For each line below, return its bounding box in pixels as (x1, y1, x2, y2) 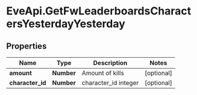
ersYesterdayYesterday (6, 17, 125, 31)
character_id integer (81, 79, 139, 87)
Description (93, 59, 128, 67)
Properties (6, 41, 47, 51)
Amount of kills (81, 69, 125, 77)
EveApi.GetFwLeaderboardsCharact (6, 4, 192, 18)
